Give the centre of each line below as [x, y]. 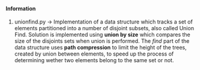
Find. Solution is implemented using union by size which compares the [102, 35]
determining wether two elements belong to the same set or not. [94, 60]
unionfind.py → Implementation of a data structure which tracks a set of [104, 22]
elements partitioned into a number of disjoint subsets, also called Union [104, 28]
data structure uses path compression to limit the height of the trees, [101, 48]
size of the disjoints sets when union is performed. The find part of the [102, 41]
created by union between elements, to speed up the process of [94, 54]
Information [21, 8]
